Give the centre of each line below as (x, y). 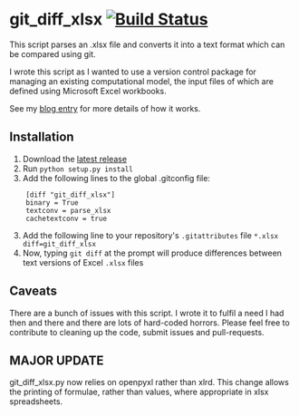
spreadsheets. (36, 401)
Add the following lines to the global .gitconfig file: (116, 178)
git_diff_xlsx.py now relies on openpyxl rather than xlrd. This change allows (149, 382)
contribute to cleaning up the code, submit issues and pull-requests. (137, 332)
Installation (42, 137)
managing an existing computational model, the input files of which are (142, 81)
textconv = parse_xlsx (68, 210)
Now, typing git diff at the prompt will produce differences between (152, 253)
